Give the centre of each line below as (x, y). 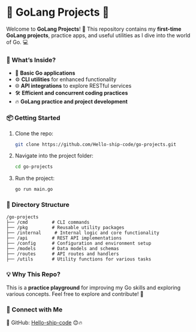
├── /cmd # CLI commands (48, 223)
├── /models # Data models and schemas (63, 249)
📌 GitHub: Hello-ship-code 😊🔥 (44, 323)
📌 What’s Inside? (31, 60)
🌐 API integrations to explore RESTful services (73, 86)
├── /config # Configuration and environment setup (79, 244)
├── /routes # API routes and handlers (63, 254)
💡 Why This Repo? (34, 274)
